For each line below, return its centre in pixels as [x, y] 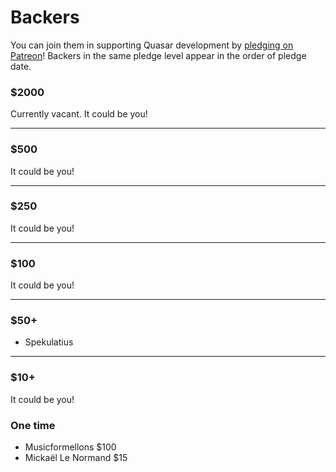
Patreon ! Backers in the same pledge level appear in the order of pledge [158, 55]
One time [33, 425]
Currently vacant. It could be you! [79, 114]
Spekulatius [49, 342]
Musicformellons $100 [70, 447]
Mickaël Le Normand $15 [76, 458]
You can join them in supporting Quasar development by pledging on [152, 45]
